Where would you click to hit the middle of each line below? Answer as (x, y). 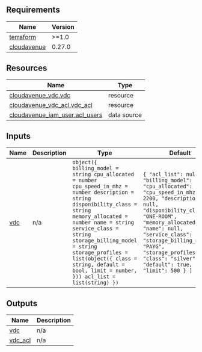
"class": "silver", (171, 259)
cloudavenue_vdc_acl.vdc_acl (51, 105)
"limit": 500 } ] (167, 271)
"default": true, (167, 265)
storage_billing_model (105, 241)
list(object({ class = (105, 259)
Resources (27, 68)
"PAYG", (154, 247)
